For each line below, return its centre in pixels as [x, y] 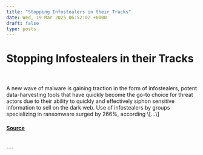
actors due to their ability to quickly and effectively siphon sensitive [90, 101]
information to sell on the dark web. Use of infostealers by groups [88, 108]
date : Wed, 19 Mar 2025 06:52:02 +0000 [57, 18]
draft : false [23, 23]
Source [16, 128]
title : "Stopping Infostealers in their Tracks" [69, 12]
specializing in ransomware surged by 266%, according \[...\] [83, 114]
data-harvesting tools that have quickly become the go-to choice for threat [100, 95]
